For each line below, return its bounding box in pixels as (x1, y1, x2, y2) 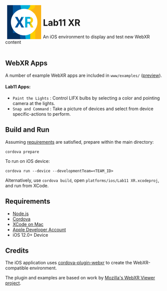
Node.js (12, 211, 29, 217)
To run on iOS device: (5, 158, 50, 164)
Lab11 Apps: (5, 84, 31, 90)
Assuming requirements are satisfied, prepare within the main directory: (5, 139, 154, 145)
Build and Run (5, 126, 49, 134)
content (5, 39, 22, 45)
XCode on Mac (12, 221, 44, 227)
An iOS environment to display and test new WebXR (43, 34, 150, 40)
